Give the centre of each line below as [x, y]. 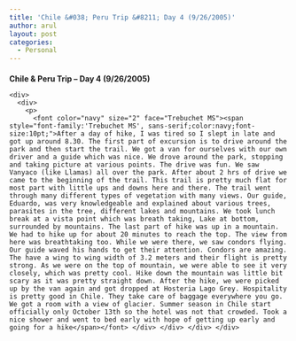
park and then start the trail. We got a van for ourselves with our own [148, 149]
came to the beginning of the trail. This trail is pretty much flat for [148, 180]
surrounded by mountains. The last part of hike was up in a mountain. [144, 227]
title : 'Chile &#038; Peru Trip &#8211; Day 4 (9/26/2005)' [123, 17]
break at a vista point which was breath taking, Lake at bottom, [134, 219]
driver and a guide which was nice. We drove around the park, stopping [146, 157]
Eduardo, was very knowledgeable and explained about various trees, [140, 203]
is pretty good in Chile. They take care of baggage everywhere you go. [146, 296]
